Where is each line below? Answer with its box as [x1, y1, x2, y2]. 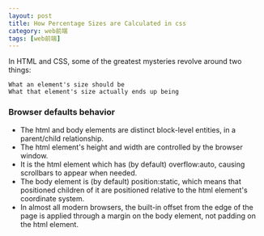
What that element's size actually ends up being [8, 88, 180, 96]
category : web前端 [8, 27, 68, 35]
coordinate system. [19, 193, 85, 203]
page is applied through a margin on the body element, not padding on [19, 211, 257, 221]
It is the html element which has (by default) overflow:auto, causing [19, 159, 245, 169]
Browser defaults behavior [8, 107, 116, 118]
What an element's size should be [8, 81, 126, 89]
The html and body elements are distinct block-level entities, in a [19, 124, 236, 134]
